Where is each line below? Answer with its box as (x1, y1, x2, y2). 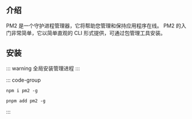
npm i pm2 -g (6, 87, 38, 93)
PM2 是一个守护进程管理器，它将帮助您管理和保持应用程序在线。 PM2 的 (6, 22, 181, 29)
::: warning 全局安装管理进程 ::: (6, 65, 80, 72)
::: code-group (6, 76, 41, 83)
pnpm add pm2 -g (6, 98, 46, 104)
